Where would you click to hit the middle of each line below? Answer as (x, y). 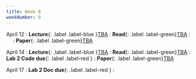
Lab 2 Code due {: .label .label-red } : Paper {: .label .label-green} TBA (90, 58)
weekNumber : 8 (24, 17)
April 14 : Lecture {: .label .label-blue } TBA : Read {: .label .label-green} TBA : (98, 52)
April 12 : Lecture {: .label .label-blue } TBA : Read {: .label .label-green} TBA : (98, 34)
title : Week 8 (24, 12)
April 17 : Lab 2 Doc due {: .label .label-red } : (60, 69)
